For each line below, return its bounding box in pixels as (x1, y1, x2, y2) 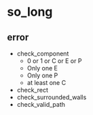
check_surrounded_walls (16, 93, 87, 101)
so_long (7, 4, 53, 20)
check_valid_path (16, 101, 66, 108)
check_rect (16, 86, 49, 94)
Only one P (26, 71, 58, 79)
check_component (16, 49, 69, 57)
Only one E (26, 64, 58, 72)
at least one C (26, 79, 67, 86)
